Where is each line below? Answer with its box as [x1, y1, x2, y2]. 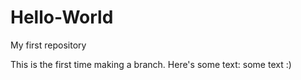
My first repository [10, 39, 87, 51]
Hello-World [10, 6, 114, 29]
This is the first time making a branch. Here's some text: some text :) [10, 58, 292, 70]
